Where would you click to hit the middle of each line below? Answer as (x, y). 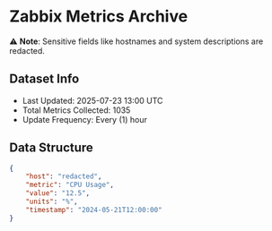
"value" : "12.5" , (58, 193)
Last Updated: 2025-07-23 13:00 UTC (92, 100)
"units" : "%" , (52, 202)
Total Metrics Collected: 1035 (76, 110)
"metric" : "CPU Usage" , (70, 185)
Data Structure (52, 148)
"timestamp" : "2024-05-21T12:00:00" (94, 210)
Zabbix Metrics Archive (99, 17)
